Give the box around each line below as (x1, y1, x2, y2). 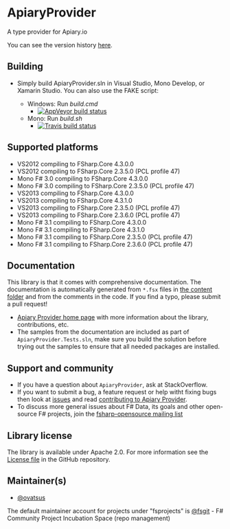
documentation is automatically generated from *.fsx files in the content (7, 285, 213, 293)
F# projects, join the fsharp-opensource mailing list (38, 410, 183, 418)
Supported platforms (7, 142, 98, 153)
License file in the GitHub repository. (7, 455, 111, 463)
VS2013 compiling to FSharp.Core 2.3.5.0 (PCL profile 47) (16, 203, 181, 212)
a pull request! (7, 300, 48, 308)
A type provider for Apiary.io (7, 27, 88, 36)
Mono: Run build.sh (27, 114, 82, 122)
